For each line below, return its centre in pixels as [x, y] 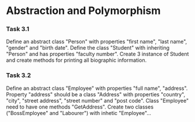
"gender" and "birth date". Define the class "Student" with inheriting [88, 48]
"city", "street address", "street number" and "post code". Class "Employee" [97, 100]
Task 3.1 [18, 29]
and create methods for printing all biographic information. [76, 60]
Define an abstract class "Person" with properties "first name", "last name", [97, 41]
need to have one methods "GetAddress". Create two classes [80, 107]
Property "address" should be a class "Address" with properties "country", [96, 94]
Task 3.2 [18, 75]
